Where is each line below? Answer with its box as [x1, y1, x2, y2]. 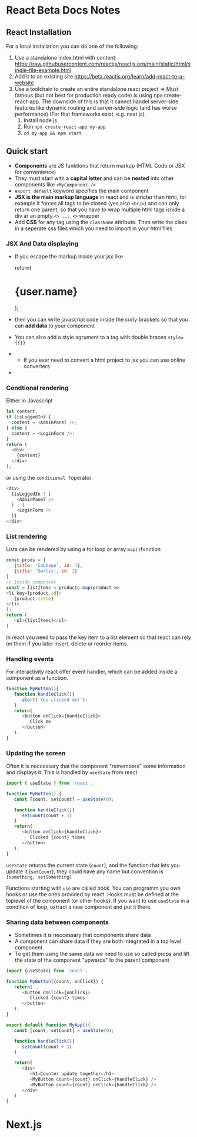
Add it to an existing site [14, 73, 74, 80]
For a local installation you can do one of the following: [6, 42, 139, 50]
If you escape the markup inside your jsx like [14, 253, 123, 260]
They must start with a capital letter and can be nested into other [14, 175, 174, 182]
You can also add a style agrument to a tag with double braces [14, 334, 166, 341]
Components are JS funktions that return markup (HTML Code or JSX [14, 162, 185, 169]
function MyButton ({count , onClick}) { [6, 978, 104, 984]
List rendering [6, 532, 47, 540]
